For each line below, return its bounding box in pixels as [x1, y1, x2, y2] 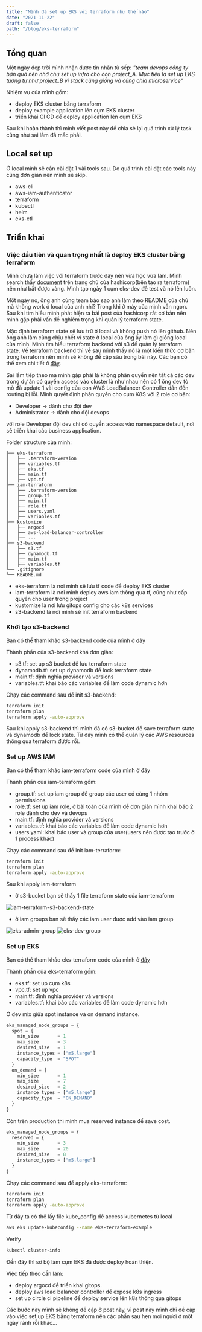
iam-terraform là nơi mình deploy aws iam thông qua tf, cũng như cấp [14, 588, 188, 596]
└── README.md [6, 571, 42, 578]
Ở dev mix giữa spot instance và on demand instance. [6, 1010, 140, 1018]
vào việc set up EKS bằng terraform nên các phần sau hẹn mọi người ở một [6, 1313, 193, 1320]
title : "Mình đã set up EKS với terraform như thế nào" [6, 8, 150, 15]
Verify [6, 1236, 21, 1243]
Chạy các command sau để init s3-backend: [6, 691, 116, 698]
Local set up [6, 149, 53, 159]
